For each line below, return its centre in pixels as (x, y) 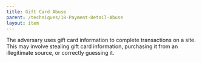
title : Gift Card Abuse (36, 12)
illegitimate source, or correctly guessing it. (60, 53)
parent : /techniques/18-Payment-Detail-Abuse (65, 17)
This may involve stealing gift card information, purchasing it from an (92, 46)
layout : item (23, 23)
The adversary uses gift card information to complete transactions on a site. (101, 40)
